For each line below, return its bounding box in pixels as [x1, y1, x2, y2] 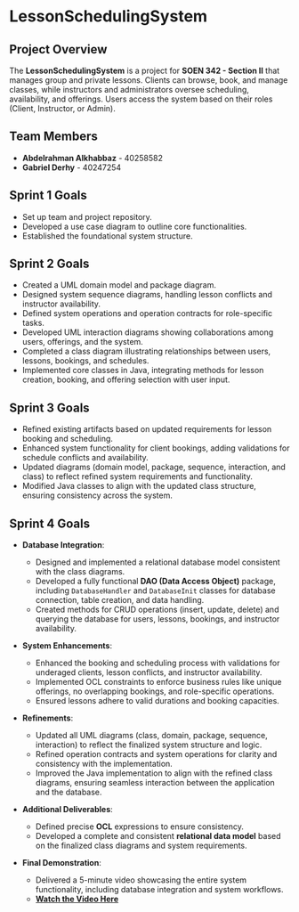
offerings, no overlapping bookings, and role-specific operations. [35, 686, 275, 696]
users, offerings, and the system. [21, 337, 144, 347]
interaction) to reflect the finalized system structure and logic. [35, 739, 263, 750]
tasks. [21, 318, 44, 329]
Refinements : [21, 712, 74, 723]
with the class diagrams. [35, 566, 125, 577]
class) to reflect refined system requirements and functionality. [21, 471, 254, 482]
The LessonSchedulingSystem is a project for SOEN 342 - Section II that [9, 65, 280, 76]
